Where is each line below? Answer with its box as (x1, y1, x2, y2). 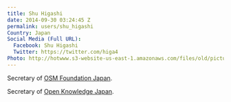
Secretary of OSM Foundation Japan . (7, 74, 113, 82)
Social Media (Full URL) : (7, 36, 81, 43)
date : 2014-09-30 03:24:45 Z (7, 17, 91, 23)
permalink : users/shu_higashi (7, 23, 94, 30)
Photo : (7, 55, 26, 62)
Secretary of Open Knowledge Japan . (7, 87, 115, 95)
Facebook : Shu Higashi (13, 42, 78, 49)
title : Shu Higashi (7, 10, 63, 17)
